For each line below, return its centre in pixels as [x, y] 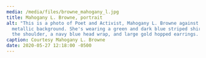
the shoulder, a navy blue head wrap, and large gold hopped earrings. [105, 34]
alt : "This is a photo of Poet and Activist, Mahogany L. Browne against [103, 23]
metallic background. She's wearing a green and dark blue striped [100, 29]
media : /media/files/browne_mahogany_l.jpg [63, 12]
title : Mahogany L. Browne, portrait [55, 18]
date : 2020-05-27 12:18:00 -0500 [49, 46]
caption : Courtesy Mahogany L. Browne [56, 40]
